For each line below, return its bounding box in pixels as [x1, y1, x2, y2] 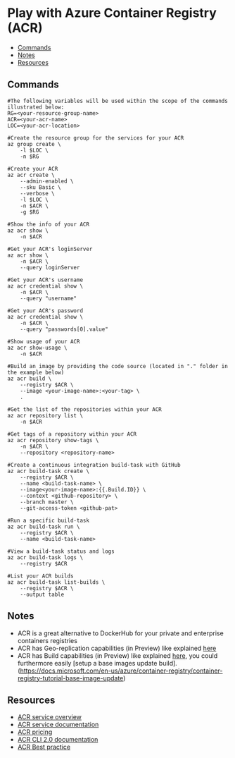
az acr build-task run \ [7, 523, 80, 530]
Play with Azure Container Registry [7, 5, 217, 21]
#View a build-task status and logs [7, 548, 115, 555]
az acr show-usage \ [7, 344, 68, 351]
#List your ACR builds [7, 573, 74, 580]
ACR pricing [17, 728, 53, 736]
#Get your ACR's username [7, 276, 83, 283]
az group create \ [7, 140, 61, 147]
